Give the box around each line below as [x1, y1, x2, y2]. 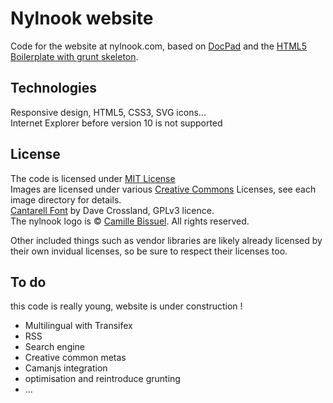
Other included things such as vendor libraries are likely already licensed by [10, 234, 323, 246]
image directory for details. [10, 193, 122, 206]
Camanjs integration [24, 362, 108, 374]
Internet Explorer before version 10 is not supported [10, 117, 223, 129]
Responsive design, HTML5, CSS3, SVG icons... [10, 106, 207, 118]
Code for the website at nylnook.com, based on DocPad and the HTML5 [10, 40, 308, 52]
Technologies [10, 80, 98, 97]
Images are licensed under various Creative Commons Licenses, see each [10, 183, 317, 195]
